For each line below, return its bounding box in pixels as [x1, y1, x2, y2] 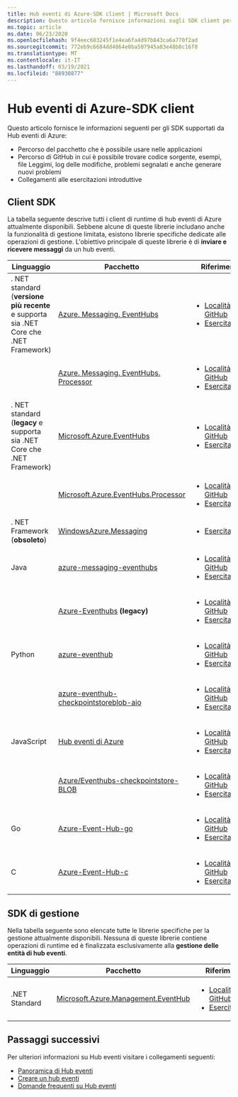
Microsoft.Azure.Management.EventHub [56, 994, 191, 1004]
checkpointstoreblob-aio [57, 698, 142, 708]
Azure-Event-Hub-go [57, 823, 133, 833]
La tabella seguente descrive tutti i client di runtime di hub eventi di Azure [7, 215, 222, 224]
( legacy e [11, 418, 43, 428]
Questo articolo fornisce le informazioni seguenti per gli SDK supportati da [7, 124, 225, 132]
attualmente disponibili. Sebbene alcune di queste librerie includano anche [7, 222, 225, 231]
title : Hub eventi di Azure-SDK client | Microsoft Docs [7, 10, 179, 18]
